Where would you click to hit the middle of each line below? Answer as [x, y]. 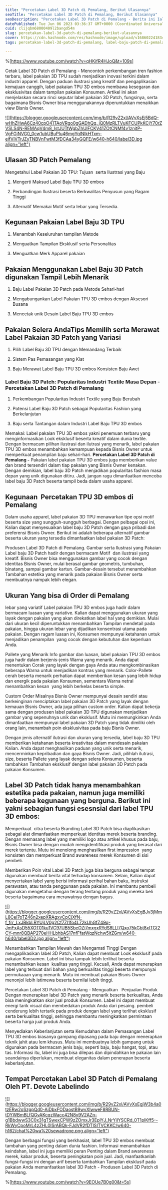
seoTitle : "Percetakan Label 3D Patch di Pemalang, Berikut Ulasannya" [81, 15]
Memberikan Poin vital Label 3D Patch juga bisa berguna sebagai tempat [80, 870]
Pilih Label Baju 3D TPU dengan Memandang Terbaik [67, 349]
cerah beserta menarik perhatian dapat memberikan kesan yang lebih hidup [83, 676]
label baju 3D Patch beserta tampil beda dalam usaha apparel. [69, 481]
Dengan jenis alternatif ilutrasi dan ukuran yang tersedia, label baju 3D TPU [82, 737]
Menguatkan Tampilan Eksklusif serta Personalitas [64, 244]
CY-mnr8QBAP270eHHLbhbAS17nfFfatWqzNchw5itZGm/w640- [71, 933]
